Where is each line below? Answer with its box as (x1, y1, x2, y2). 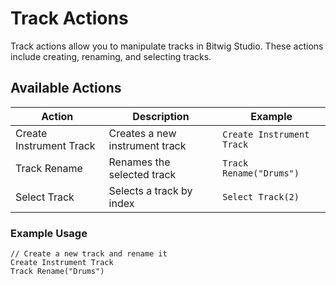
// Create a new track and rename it (10, 249, 168, 259)
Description (132, 109, 190, 123)
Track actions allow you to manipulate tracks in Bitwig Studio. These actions (10, 40, 324, 52)
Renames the (108, 155, 171, 169)
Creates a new (108, 126, 177, 140)
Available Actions (10, 80, 122, 97)
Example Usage (10, 226, 88, 240)
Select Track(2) (222, 191, 300, 202)
